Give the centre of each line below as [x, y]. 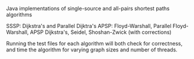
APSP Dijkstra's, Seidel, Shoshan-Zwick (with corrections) [101, 32]
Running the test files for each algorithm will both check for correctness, [94, 44]
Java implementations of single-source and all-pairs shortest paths [88, 8]
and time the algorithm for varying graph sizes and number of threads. [92, 50]
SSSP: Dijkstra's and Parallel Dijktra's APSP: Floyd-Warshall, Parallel [89, 26]
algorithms [19, 15]
